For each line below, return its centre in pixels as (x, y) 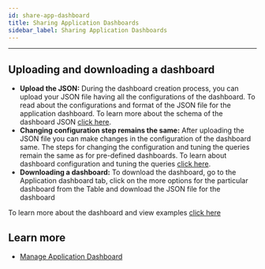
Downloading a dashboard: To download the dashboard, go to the (128, 172)
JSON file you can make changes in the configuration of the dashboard (135, 139)
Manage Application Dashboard (71, 256)
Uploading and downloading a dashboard (112, 69)
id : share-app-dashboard (49, 15)
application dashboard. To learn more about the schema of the (121, 114)
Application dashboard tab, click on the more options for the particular (134, 181)
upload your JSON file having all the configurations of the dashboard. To (137, 97)
